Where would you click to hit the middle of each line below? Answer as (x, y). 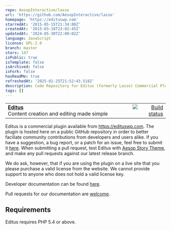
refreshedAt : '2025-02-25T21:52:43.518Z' (50, 81)
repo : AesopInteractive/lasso (37, 10)
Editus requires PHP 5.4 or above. (41, 222)
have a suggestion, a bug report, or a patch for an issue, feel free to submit (84, 142)
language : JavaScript (28, 39)
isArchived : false (25, 67)
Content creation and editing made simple (58, 114)
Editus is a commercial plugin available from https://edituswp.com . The (80, 126)
